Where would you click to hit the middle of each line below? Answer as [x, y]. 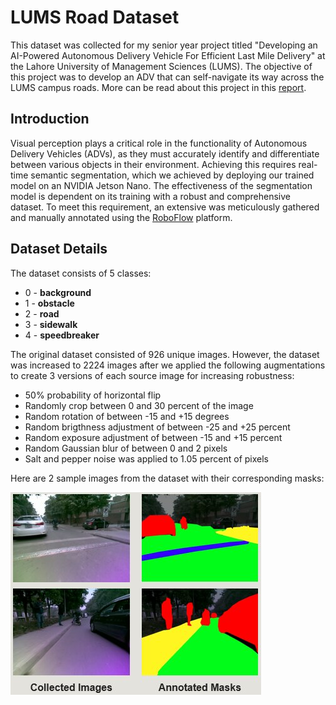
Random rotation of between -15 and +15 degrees [127, 416]
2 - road [42, 313]
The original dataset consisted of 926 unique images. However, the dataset [165, 354]
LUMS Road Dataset [95, 17]
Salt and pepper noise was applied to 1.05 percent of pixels [146, 458]
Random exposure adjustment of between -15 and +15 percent [153, 437]
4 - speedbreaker [62, 335]
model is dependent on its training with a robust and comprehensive [150, 196]
